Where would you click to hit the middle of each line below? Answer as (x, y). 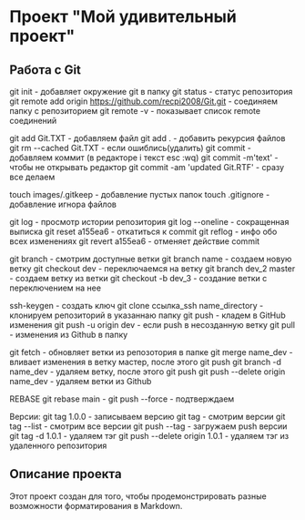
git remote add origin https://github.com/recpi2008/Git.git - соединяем (143, 101)
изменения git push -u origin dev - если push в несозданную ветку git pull (152, 325)
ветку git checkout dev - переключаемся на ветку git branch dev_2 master (152, 269)
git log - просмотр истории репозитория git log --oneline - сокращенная (149, 222)
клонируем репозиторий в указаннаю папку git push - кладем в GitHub (147, 315)
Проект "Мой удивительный (123, 17)
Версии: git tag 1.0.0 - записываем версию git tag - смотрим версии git (147, 417)
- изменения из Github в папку (69, 335)
